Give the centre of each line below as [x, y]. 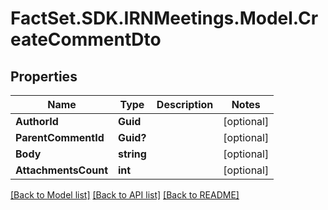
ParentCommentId [60, 137]
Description [185, 104]
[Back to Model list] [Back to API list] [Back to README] [125, 195]
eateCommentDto [86, 39]
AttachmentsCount [62, 170]
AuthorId [37, 121]
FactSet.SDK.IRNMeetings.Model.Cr [164, 18]
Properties [44, 76]
